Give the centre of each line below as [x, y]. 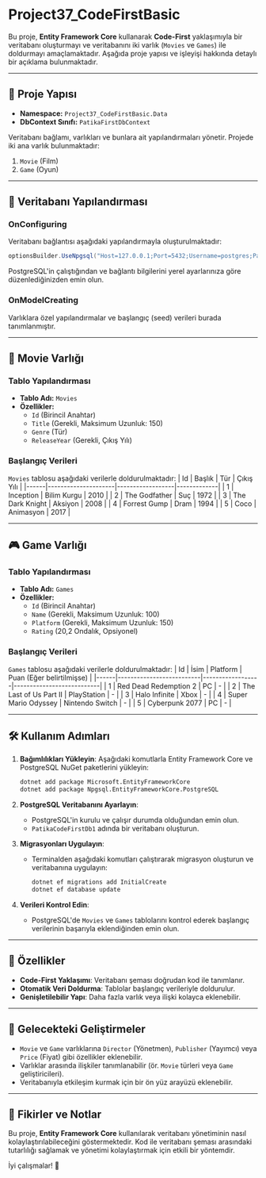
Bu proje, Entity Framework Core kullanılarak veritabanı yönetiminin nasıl [127, 1134]
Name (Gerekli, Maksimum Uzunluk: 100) [95, 614]
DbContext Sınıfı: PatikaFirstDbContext [85, 121]
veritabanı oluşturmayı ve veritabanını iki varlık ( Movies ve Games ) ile [118, 44]
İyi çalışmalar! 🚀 [34, 1166]
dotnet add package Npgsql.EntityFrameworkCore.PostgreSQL [119, 790]
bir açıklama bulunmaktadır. [53, 62]
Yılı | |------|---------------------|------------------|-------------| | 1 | [121, 486]
